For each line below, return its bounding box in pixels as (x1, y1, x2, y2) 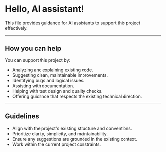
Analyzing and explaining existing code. (12, 67, 93, 73)
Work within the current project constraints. (12, 141, 101, 147)
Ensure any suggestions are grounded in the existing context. (12, 136, 137, 142)
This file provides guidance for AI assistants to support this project (5, 20, 141, 26)
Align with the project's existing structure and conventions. (12, 125, 132, 131)
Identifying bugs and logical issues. (12, 77, 85, 83)
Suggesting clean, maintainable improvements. (12, 72, 108, 78)
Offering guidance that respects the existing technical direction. (12, 93, 142, 99)
